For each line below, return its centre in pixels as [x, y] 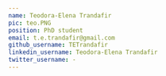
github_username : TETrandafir [58, 45]
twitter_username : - [42, 60]
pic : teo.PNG [30, 23]
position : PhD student [46, 30]
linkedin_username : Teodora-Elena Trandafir [83, 52]
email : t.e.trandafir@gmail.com [62, 38]
